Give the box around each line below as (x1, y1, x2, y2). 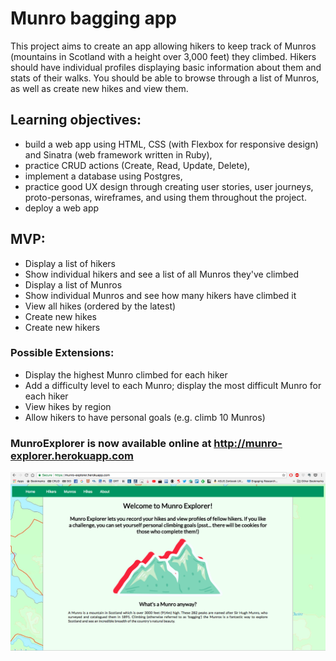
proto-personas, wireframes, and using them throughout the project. (24, 191, 307, 203)
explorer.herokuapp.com (10, 448, 134, 462)
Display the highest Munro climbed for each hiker (24, 368, 228, 381)
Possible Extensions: (10, 346, 115, 360)
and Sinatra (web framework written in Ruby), (24, 148, 213, 161)
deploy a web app (24, 202, 100, 214)
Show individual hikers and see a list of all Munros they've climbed (24, 268, 300, 280)
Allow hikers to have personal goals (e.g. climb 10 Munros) (24, 411, 266, 423)
